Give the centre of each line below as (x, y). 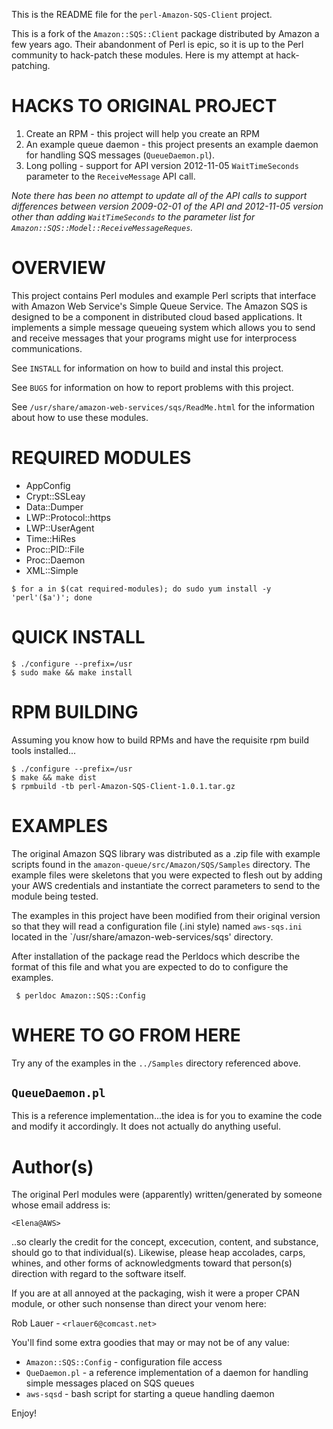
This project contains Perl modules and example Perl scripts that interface (164, 295)
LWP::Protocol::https (68, 517)
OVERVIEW (59, 268)
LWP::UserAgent (60, 528)
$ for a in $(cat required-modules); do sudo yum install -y (141, 589)
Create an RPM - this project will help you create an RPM (142, 133)
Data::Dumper (54, 506)
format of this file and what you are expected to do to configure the (150, 966)
